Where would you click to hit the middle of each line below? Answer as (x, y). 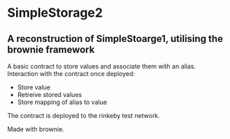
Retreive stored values (50, 95)
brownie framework (51, 49)
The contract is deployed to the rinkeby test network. (84, 116)
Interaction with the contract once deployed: (71, 74)
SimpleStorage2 (55, 13)
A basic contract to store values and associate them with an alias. (102, 66)
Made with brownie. (36, 129)
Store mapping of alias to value (62, 102)
